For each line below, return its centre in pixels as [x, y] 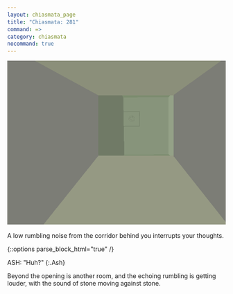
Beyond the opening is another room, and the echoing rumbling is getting [112, 276]
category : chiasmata [37, 37]
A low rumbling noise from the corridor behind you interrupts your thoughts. [115, 236]
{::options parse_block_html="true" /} [61, 249]
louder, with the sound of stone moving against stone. [84, 284]
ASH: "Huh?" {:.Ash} [36, 263]
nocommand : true [31, 44]
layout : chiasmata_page [42, 15]
